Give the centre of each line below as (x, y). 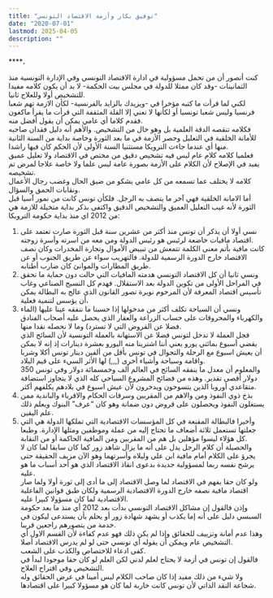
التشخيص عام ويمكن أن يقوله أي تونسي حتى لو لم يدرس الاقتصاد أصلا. (126, 542)
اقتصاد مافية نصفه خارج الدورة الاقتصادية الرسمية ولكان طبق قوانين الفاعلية (134, 490)
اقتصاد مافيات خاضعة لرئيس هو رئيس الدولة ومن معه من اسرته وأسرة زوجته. (137, 240)
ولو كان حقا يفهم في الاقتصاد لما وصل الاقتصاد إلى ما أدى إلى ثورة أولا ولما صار (139, 482)
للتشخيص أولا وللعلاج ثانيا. (47, 95)
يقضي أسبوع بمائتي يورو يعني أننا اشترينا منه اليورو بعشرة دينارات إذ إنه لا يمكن (139, 344)
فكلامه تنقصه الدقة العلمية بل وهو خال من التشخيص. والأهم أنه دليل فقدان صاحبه (130, 129)
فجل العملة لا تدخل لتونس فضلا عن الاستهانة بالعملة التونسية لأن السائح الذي (135, 335)
